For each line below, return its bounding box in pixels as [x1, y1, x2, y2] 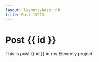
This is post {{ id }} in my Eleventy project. [5, 51, 94, 57]
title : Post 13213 [5, 12, 44, 17]
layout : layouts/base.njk [5, 7, 60, 13]
